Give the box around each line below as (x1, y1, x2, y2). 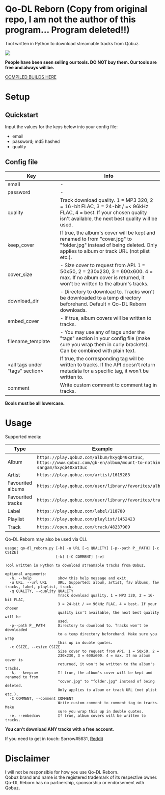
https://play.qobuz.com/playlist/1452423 (36, 516, 135, 521)
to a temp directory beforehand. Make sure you (57, 631, 157, 636)
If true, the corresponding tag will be (60, 355, 144, 362)
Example (92, 445, 113, 452)
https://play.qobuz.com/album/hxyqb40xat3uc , (36, 453, 144, 460)
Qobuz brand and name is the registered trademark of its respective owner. (5, 774, 158, 780)
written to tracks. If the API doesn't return (60, 361, 156, 368)
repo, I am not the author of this (5, 14, 136, 25)
